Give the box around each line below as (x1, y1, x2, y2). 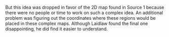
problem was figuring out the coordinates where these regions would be (5, 15, 156, 21)
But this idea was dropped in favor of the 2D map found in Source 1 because (5, 5, 164, 10)
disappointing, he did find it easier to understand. (5, 26, 108, 32)
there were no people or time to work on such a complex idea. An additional (5, 10, 163, 16)
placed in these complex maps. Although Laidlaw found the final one (5, 20, 148, 26)
